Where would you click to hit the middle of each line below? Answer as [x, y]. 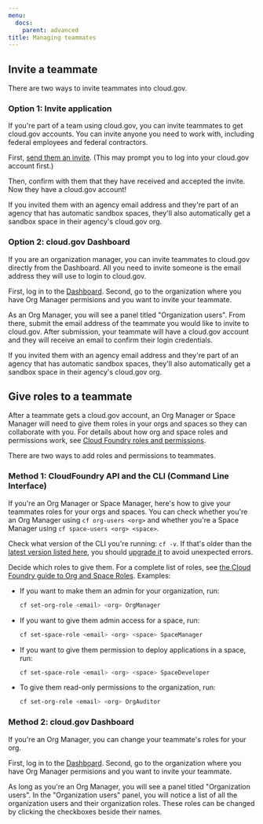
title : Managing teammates [52, 37]
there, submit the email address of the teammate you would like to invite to [129, 323]
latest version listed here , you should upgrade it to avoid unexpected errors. [131, 552]
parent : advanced [51, 30]
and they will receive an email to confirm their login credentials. [111, 340]
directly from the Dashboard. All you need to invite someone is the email [125, 268]
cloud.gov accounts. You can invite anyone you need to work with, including [131, 134]
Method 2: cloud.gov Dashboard [71, 722]
